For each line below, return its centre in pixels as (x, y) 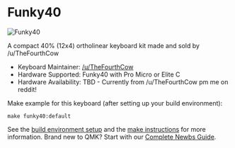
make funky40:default (39, 116)
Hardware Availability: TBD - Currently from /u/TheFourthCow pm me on (123, 81)
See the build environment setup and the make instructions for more (107, 129)
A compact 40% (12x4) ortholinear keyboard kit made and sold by (104, 45)
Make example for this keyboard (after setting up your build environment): (115, 103)
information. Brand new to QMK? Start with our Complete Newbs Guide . (112, 137)
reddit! (27, 89)
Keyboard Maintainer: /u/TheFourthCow (75, 67)
